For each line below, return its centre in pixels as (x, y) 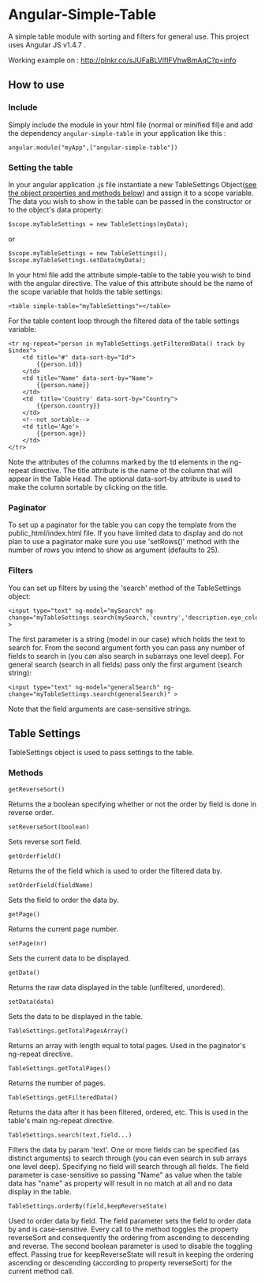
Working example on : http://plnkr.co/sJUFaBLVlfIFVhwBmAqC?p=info (122, 60)
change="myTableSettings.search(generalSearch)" (90, 694)
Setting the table (41, 167)
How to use (36, 85)
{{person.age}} (62, 433)
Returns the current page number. (63, 929)
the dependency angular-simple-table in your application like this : (117, 133)
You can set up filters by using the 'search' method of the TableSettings (125, 588)
